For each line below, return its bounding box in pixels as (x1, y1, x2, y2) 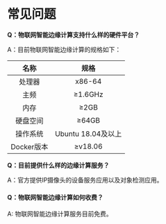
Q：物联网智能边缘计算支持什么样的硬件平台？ (7, 31, 140, 39)
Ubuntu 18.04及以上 (55, 129, 122, 139)
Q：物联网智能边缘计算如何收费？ (7, 193, 103, 201)
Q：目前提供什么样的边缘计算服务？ (7, 161, 110, 169)
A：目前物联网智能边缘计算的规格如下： (7, 45, 122, 53)
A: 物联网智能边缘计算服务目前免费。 (7, 209, 113, 218)
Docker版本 (10, 141, 49, 151)
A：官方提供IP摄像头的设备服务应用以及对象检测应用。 (7, 175, 163, 184)
